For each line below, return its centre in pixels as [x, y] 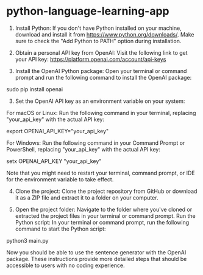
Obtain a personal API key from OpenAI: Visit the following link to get [101, 52]
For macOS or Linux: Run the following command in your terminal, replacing [101, 113]
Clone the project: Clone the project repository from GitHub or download [106, 191]
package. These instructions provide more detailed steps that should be [97, 259]
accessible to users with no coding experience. [66, 265]
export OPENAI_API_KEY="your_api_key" [58, 131]
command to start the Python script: [60, 229]
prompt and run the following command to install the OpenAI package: [103, 77]
